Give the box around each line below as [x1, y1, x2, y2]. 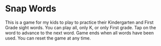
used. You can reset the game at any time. [5, 35, 91, 41]
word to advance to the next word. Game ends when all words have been [5, 30, 154, 36]
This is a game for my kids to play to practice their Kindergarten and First [5, 19, 154, 25]
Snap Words [5, 3, 57, 14]
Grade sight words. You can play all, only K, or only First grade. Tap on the [5, 24, 157, 30]
